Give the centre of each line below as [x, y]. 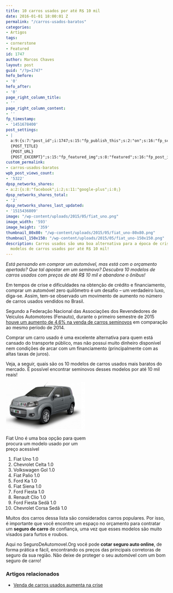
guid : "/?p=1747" [24, 70]
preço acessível [23, 449]
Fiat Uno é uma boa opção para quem [46, 438]
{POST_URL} [22, 151]
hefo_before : [20, 76]
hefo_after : [18, 87]
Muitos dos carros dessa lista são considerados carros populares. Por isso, [85, 518]
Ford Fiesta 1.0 [29, 492]
